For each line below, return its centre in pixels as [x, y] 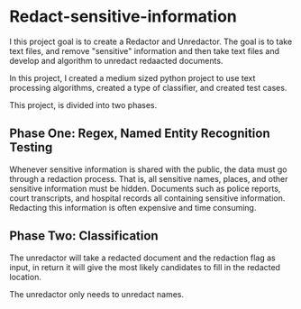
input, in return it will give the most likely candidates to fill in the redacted [145, 267]
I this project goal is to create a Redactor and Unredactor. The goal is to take [151, 41]
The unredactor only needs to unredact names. [97, 294]
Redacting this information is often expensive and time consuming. [133, 207]
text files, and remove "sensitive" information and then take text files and [144, 50]
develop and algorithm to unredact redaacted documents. [116, 60]
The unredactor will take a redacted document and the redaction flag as [143, 258]
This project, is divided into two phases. [83, 105]
